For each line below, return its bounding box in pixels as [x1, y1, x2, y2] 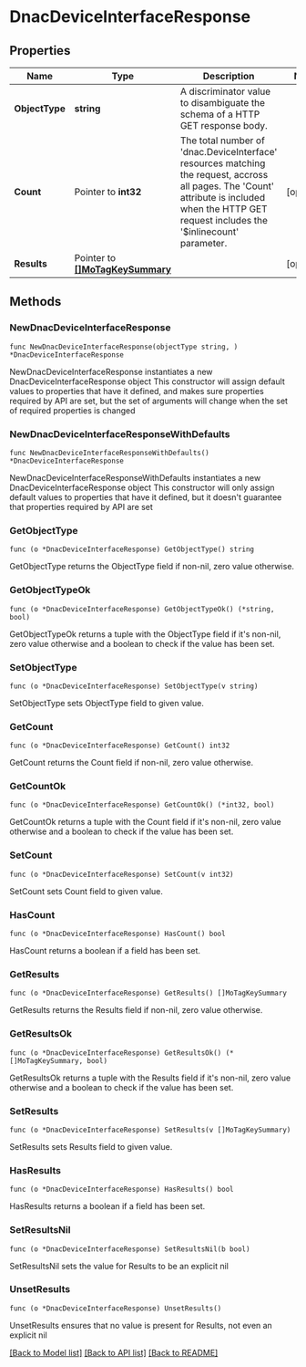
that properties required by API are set [9, 501, 153, 512]
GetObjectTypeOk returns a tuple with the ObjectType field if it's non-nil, [9, 628, 281, 640]
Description [202, 70, 255, 82]
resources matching [179, 157, 266, 170]
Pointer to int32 [74, 185, 142, 198]
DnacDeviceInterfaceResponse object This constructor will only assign [9, 482, 275, 493]
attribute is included [179, 192, 266, 203]
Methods [9, 294, 62, 309]
